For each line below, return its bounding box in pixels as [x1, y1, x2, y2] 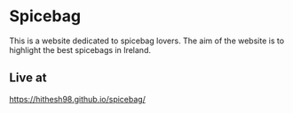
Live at [9, 71, 47, 86]
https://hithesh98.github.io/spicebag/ [9, 94, 146, 104]
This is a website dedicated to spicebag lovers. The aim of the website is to [9, 35, 285, 46]
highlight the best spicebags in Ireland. [9, 44, 151, 55]
